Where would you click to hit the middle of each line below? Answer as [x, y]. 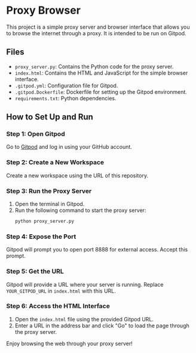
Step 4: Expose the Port [41, 237]
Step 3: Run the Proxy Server [49, 191]
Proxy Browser [43, 10]
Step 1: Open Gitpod [36, 134]
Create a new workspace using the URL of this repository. [77, 175]
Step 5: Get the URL [35, 271]
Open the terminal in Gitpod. [50, 204]
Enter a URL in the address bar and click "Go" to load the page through [102, 326]
